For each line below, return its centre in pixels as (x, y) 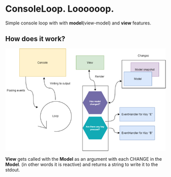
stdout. (13, 170)
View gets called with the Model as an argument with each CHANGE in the (83, 159)
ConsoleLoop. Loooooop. (60, 9)
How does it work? (35, 39)
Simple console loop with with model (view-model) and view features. (78, 23)
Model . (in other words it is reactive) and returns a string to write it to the (82, 164)
